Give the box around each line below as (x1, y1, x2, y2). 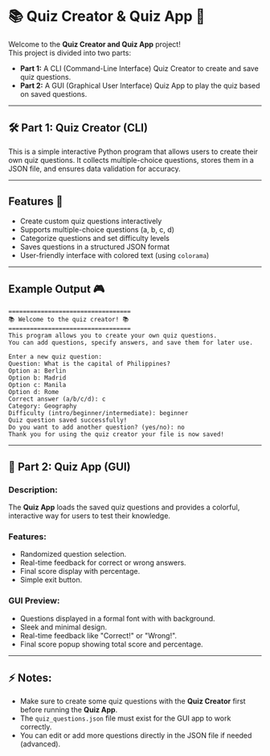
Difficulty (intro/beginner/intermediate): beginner (8, 409, 189, 417)
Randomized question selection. (19, 550, 127, 559)
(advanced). (19, 739, 61, 749)
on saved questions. (19, 89, 88, 98)
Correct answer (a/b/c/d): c (8, 395, 106, 404)
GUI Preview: (8, 595, 60, 606)
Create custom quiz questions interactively (19, 216, 162, 226)
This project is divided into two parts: (8, 48, 131, 57)
